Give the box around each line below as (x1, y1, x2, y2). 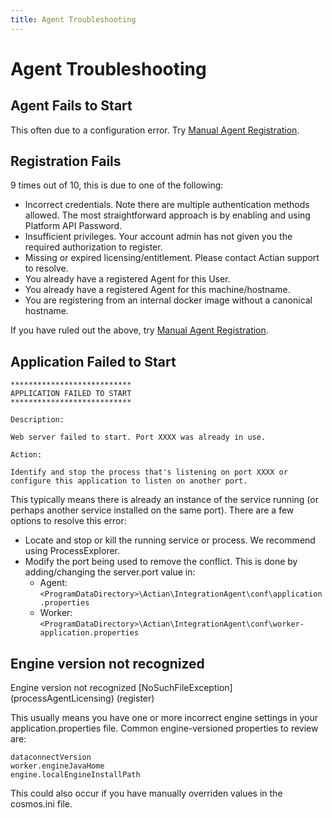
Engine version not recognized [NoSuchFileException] (10, 682, 233, 694)
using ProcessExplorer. (24, 545, 121, 557)
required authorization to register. (24, 241, 163, 253)
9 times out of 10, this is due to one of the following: (10, 179, 224, 191)
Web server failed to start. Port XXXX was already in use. (10, 432, 267, 443)
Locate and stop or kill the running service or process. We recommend (24, 534, 316, 546)
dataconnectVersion (10, 752, 92, 763)
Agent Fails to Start (10, 97, 133, 115)
